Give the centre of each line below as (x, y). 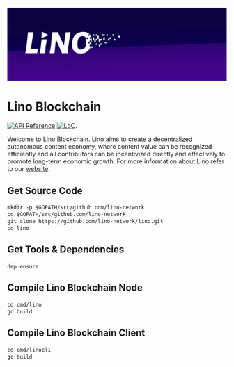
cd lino (18, 229)
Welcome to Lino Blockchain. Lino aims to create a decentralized (100, 139)
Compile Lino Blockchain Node (75, 288)
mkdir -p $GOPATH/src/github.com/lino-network (76, 208)
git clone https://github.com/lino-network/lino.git (85, 222)
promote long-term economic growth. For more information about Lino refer (116, 161)
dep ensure (23, 266)
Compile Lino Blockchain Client (76, 333)
